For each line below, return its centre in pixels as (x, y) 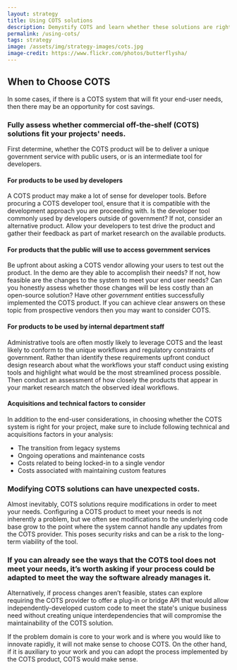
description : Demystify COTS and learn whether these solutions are (110, 27)
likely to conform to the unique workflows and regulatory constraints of (110, 350)
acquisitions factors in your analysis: (60, 434)
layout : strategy (33, 14)
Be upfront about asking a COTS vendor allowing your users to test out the (116, 265)
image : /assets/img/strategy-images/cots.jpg (75, 47)
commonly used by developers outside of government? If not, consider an (115, 218)
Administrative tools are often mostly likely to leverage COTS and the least (115, 342)
